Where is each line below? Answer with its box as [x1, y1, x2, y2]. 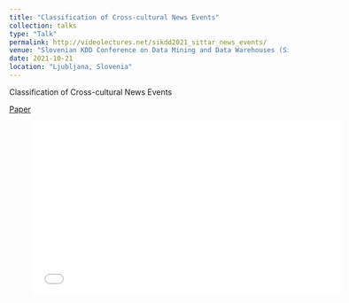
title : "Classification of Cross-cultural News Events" [9, 12, 220, 22]
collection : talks [9, 21, 77, 30]
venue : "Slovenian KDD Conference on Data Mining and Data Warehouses [9, 46, 275, 55]
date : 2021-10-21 [9, 54, 74, 63]
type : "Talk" [9, 29, 58, 38]
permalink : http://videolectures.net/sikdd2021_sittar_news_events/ [9, 37, 268, 47]
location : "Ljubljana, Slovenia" [9, 63, 133, 72]
